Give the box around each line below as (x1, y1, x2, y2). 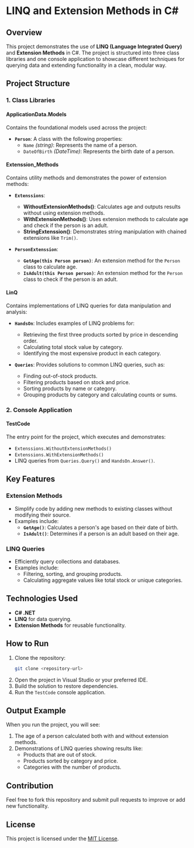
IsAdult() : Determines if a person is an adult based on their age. (23, 530, 179, 537)
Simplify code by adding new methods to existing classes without (14, 505, 172, 512)
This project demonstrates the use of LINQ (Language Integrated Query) (6, 43, 182, 50)
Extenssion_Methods (6, 161, 59, 168)
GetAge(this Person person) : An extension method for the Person (23, 257, 181, 264)
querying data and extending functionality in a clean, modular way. (6, 62, 167, 69)
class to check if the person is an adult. (23, 276, 118, 283)
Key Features (6, 474, 56, 484)
